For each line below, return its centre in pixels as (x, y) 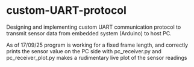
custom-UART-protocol (66, 10)
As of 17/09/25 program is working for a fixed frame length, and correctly (97, 45)
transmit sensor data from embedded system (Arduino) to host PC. (89, 33)
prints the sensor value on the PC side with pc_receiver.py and (84, 51)
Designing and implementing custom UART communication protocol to (94, 27)
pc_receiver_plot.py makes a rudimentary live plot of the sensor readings (97, 57)
